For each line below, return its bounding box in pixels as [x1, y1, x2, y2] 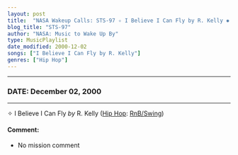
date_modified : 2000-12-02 [7, 43, 87, 50]
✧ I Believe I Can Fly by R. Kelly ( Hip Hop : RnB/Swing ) [7, 109, 164, 117]
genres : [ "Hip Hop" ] [7, 57, 69, 64]
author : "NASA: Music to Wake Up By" [7, 30, 119, 38]
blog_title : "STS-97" [7, 23, 72, 30]
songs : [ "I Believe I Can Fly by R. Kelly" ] [7, 50, 141, 57]
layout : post [7, 10, 46, 18]
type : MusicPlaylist [7, 37, 69, 44]
